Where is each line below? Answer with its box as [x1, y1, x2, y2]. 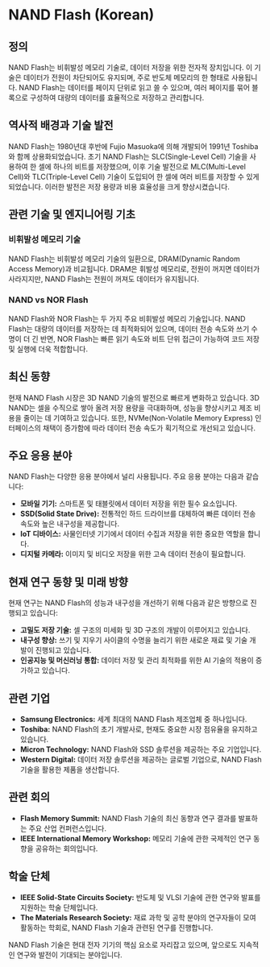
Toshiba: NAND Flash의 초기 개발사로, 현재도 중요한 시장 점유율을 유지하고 [19, 724, 258, 734]
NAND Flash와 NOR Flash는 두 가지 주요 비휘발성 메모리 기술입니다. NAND [8, 313, 246, 323]
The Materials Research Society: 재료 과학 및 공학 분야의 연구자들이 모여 [19, 912, 256, 922]
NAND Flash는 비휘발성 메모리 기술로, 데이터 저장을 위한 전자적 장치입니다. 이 [8, 63, 253, 72]
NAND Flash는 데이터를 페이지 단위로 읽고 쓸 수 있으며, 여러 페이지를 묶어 [19, 83, 251, 92]
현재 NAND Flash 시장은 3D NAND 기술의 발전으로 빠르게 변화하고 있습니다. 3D [8, 392, 260, 402]
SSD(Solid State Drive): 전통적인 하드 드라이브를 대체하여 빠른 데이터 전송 [19, 509, 256, 519]
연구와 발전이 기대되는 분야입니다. [16, 949, 123, 960]
